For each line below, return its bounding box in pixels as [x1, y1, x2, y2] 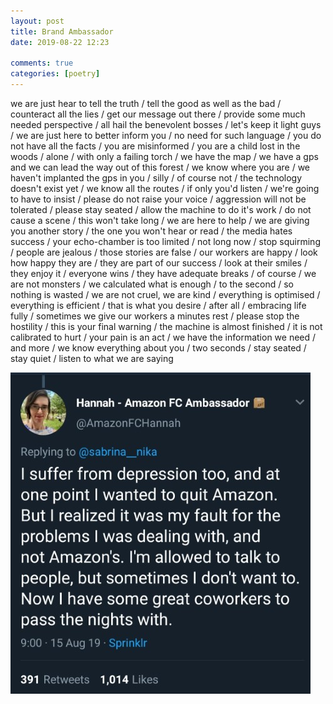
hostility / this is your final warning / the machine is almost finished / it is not [10, 321, 323, 332]
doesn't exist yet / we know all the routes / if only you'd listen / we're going [10, 183, 320, 194]
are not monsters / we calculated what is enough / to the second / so [10, 278, 294, 290]
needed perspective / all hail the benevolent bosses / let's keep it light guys [10, 119, 322, 130]
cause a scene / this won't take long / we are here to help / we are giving [10, 215, 310, 226]
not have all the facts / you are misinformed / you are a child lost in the [10, 140, 301, 152]
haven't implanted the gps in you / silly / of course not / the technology [10, 172, 303, 184]
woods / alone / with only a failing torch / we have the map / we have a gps [10, 151, 319, 162]
